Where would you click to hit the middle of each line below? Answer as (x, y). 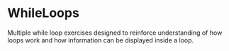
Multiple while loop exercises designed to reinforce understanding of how (115, 33)
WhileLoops (43, 13)
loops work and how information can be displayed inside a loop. (101, 40)
